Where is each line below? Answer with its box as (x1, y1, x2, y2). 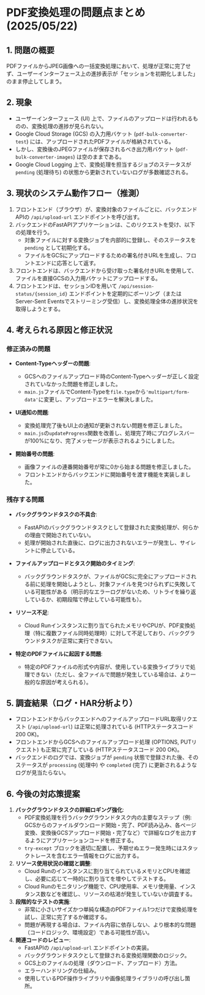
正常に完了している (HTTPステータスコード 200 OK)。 (45, 746, 183, 753)
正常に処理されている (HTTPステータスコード (79, 723, 194, 730)
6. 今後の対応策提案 (6, 788, 81, 799)
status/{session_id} (15, 291, 68, 297)
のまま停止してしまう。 (6, 78, 65, 85)
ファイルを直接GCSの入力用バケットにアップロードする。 (15, 274, 161, 282)
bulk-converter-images (15, 154, 73, 160)
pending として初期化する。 (24, 243, 94, 251)
